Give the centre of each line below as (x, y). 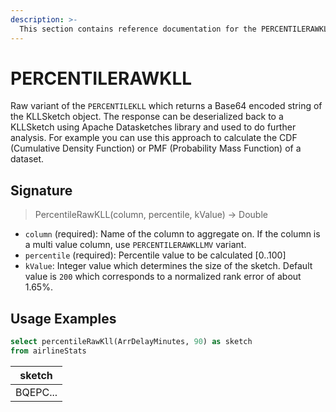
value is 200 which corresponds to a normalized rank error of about (163, 277)
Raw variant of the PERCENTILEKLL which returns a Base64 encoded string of (166, 106)
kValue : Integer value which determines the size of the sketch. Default (168, 266)
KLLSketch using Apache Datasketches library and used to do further (153, 127)
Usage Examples (63, 318)
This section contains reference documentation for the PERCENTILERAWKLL (176, 29)
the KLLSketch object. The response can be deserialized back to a (147, 117)
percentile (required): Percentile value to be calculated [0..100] (155, 255)
